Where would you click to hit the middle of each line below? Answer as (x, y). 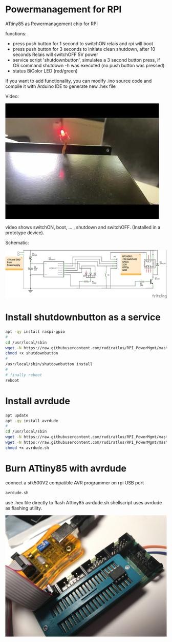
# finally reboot (24, 375)
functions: (16, 33)
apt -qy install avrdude (32, 421)
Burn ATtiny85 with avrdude (66, 468)
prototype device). (25, 233)
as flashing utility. (24, 508)
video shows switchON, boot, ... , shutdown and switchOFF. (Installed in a (83, 227)
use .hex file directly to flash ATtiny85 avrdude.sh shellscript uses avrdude (84, 502)
